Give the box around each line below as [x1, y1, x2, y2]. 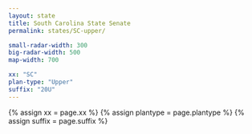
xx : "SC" [8, 71, 38, 79]
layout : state [8, 11, 56, 20]
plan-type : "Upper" [8, 78, 74, 86]
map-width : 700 [8, 56, 59, 64]
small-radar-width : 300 [8, 41, 88, 49]
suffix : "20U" [8, 85, 56, 93]
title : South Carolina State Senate [8, 19, 131, 27]
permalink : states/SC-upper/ [8, 26, 106, 35]
